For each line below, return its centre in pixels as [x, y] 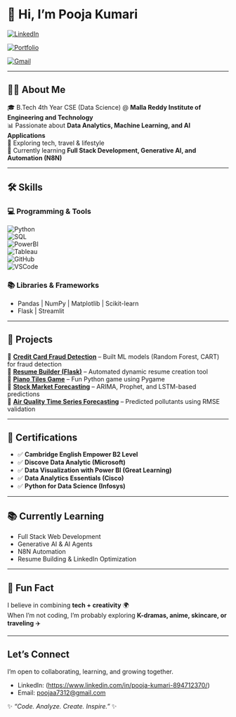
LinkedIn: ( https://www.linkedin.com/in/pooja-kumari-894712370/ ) [114, 685]
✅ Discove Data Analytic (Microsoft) [72, 462]
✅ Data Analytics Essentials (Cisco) [71, 478]
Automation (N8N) [35, 158]
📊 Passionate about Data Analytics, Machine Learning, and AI [99, 125]
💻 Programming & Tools [49, 212]
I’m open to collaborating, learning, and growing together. [90, 671]
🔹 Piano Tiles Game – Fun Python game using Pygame [86, 379]
